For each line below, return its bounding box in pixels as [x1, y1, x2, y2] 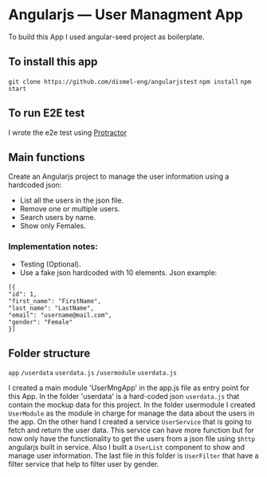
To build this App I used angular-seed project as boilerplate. [8, 32, 205, 41]
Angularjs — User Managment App [8, 6, 244, 24]
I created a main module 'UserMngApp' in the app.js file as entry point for [8, 383, 249, 392]
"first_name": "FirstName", [8, 297, 102, 305]
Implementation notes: [8, 241, 98, 252]
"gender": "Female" [8, 317, 73, 326]
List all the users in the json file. [19, 195, 124, 205]
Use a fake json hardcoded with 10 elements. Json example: [19, 267, 218, 277]
